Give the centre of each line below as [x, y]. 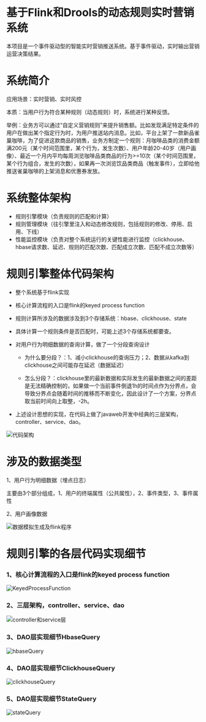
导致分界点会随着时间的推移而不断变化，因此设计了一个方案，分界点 [110, 393]
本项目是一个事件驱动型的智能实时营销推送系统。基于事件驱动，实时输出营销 [103, 46]
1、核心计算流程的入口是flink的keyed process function [88, 574]
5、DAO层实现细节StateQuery [51, 699]
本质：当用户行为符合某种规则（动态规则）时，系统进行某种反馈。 [90, 112]
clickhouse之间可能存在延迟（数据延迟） [76, 365]
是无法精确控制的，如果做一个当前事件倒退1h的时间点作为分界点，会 [110, 386]
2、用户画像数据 [27, 513]
